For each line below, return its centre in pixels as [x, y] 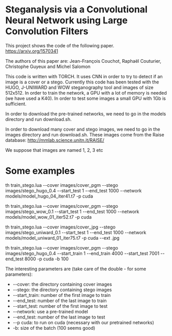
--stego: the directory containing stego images [62, 290]
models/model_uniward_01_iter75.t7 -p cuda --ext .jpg [62, 238]
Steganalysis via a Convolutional [77, 10]
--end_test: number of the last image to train [60, 300]
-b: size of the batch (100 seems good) [54, 328]
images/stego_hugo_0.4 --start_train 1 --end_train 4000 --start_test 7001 [82, 253]
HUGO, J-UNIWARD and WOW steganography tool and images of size [80, 87]
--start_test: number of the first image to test [60, 306]
